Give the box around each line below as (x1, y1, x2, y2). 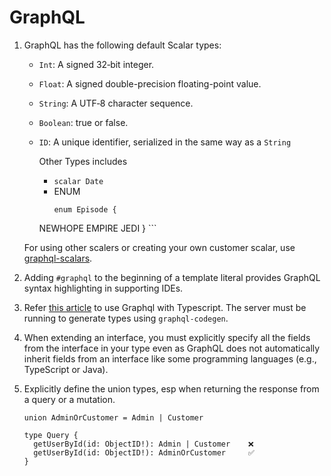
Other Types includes (38, 155, 128, 167)
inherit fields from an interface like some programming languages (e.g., (23, 352, 317, 365)
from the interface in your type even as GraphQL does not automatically (23, 342, 321, 354)
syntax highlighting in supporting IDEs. (23, 282, 184, 294)
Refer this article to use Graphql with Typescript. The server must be (23, 301, 307, 313)
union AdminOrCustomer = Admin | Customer (23, 412, 204, 423)
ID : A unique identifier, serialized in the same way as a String (38, 136, 292, 148)
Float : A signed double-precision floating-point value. (38, 77, 262, 90)
